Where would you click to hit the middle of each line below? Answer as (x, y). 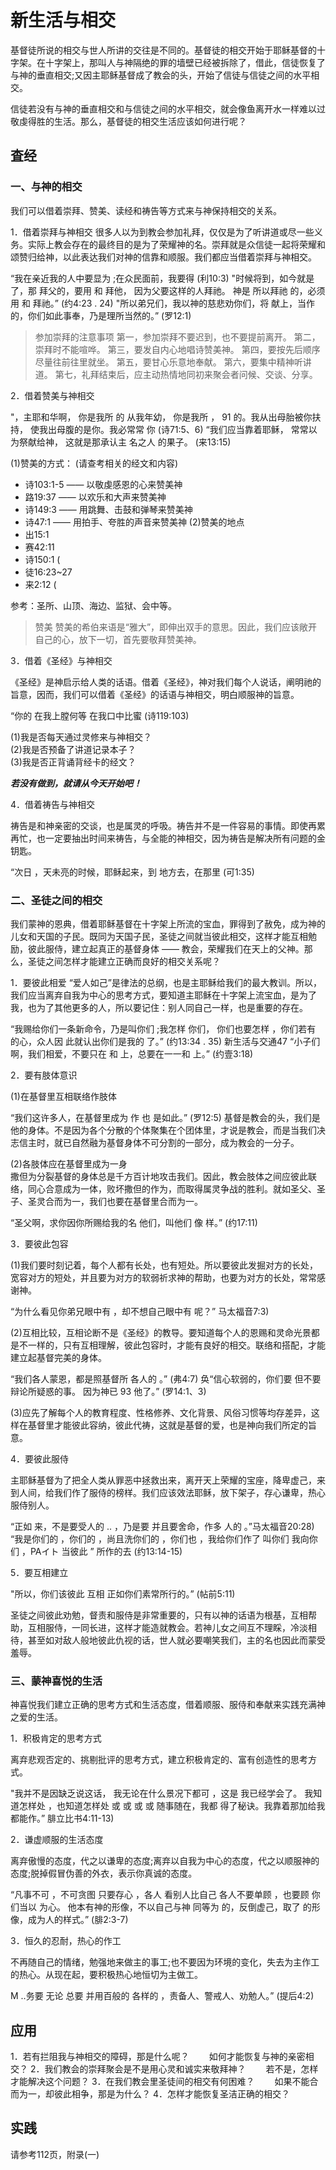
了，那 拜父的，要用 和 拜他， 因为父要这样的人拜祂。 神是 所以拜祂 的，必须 (168, 290)
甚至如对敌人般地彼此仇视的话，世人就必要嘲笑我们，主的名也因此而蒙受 (176, 1640)
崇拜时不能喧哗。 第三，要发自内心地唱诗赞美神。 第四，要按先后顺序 (177, 349)
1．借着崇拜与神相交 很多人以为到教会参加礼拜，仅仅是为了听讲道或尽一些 (162, 232)
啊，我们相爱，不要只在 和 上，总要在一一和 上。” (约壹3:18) (132, 1053)
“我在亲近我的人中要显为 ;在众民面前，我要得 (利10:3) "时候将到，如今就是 (162, 278)
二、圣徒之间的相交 (56, 900)
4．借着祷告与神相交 (53, 804)
